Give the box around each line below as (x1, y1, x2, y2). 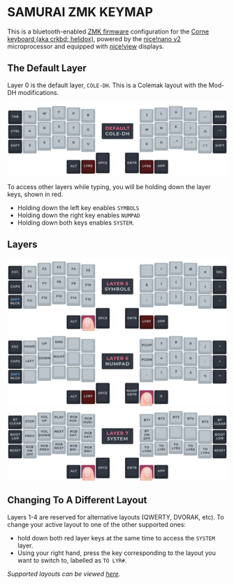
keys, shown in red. (7, 190, 64, 199)
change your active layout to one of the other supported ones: (7, 520, 187, 528)
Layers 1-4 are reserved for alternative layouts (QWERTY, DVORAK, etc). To (7, 512, 225, 521)
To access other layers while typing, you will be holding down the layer (7, 183, 211, 191)
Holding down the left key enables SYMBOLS (17, 204, 140, 212)
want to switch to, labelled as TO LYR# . (17, 556, 127, 564)
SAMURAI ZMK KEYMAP (7, 4, 154, 20)
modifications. (17, 88, 59, 96)
